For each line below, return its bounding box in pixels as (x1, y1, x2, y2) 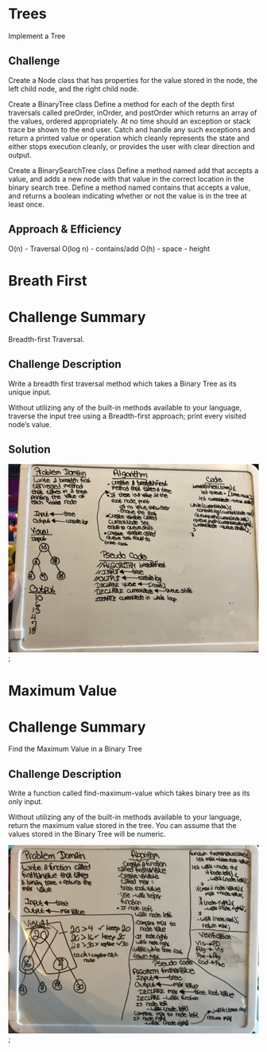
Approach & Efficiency (8, 222, 122, 236)
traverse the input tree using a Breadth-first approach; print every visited (8, 411, 246, 421)
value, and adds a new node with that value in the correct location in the (8, 174, 245, 183)
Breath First (8, 272, 87, 289)
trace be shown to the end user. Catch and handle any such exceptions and (8, 124, 256, 134)
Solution (8, 442, 51, 456)
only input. (8, 797, 44, 807)
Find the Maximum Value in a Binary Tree (8, 744, 143, 754)
